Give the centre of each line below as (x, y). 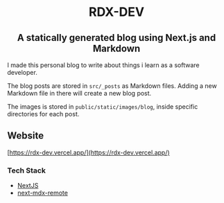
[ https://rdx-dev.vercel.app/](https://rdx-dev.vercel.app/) (88, 152)
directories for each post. (43, 114)
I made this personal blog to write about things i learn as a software (103, 65)
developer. (23, 72)
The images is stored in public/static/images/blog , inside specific (103, 107)
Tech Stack (27, 170)
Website (25, 136)
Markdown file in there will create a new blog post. (79, 93)
